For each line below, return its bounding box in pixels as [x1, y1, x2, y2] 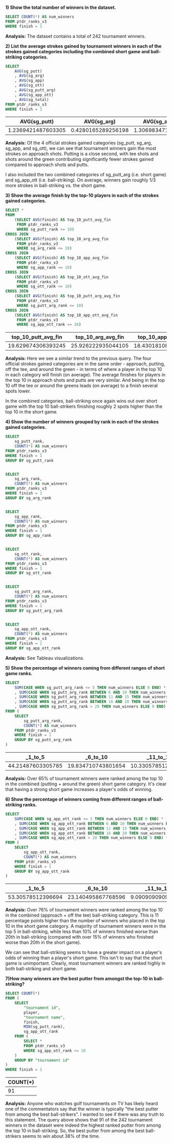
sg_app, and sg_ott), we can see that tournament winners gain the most [5, 146, 157, 152]
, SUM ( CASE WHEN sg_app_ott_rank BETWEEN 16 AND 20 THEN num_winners [14, 830, 166, 836]
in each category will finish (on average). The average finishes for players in [5, 371, 166, 378]
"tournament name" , [24, 1014, 66, 1020]
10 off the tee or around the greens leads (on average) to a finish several [5, 383, 158, 389]
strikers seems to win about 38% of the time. [5, 1133, 100, 1139]
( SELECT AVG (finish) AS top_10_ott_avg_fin [14, 274, 109, 280]
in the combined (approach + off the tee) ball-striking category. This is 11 [5, 912, 159, 919]
